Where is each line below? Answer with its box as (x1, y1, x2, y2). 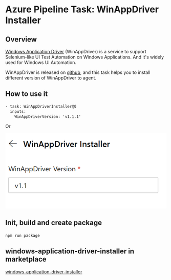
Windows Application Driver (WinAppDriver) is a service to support (5, 49, 147, 54)
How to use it (5, 90, 48, 98)
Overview (5, 35, 37, 44)
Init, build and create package (5, 218, 102, 227)
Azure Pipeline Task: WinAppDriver (5, 4, 159, 15)
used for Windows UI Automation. (5, 59, 77, 65)
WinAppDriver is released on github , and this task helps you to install (5, 69, 151, 75)
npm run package (5, 233, 40, 238)
